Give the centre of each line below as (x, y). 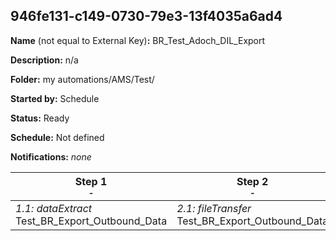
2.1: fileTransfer (214, 208)
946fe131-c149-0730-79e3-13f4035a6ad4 (146, 16)
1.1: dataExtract (54, 208)
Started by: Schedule (55, 98)
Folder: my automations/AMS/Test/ (82, 79)
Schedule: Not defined (57, 137)
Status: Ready (40, 118)
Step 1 (91, 181)
